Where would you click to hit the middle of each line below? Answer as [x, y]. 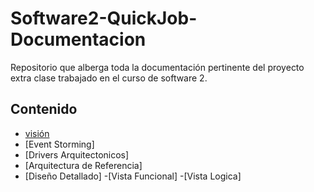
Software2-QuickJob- [104, 18]
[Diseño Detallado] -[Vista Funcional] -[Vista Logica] [133, 176]
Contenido [44, 109]
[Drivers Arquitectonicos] [77, 154]
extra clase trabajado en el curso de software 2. [109, 78]
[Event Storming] [59, 144]
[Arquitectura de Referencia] [83, 165]
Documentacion [78, 39]
